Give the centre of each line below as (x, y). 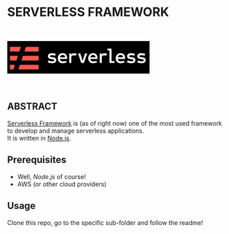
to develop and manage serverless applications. (76, 131)
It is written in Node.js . (39, 138)
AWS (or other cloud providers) (62, 184)
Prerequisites (37, 160)
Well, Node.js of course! (52, 176)
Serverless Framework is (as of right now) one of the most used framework (115, 123)
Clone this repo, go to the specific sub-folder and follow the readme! (105, 222)
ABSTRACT (32, 107)
